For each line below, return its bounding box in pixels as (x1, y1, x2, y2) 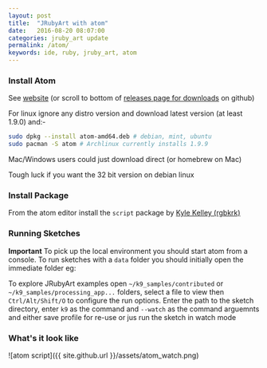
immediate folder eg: (8, 263, 77, 272)
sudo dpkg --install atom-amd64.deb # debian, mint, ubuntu (8, 133, 213, 140)
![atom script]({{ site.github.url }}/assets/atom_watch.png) (8, 350, 199, 360)
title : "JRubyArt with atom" (8, 19, 109, 27)
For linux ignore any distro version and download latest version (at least (8, 109, 243, 118)
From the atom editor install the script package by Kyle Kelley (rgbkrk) (8, 208, 241, 218)
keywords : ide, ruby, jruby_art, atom (8, 49, 137, 57)
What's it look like (8, 332, 79, 343)
